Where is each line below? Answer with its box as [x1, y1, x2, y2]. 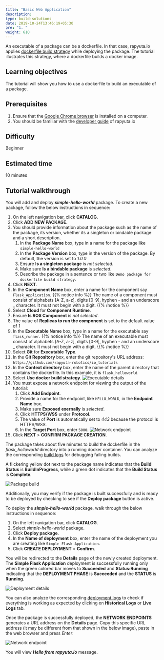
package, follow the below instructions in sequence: [5, 205, 110, 210]
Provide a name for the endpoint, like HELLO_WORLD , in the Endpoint [20, 396, 153, 402]
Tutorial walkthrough [5, 186, 71, 195]
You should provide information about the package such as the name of [12, 225, 157, 230]
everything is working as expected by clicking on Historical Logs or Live [5, 600, 152, 606]
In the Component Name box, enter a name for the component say [12, 287, 147, 293]
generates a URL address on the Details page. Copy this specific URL [5, 620, 145, 626]
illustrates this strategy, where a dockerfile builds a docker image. [5, 54, 138, 59]
